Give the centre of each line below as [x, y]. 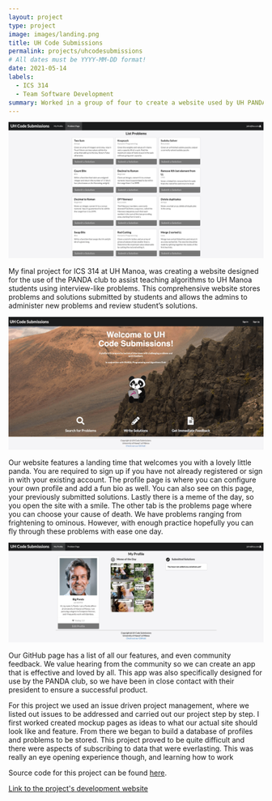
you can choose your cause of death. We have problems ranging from [125, 513]
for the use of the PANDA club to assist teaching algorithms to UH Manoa [130, 279]
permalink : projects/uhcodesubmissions [76, 51]
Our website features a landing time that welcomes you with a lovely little [130, 462]
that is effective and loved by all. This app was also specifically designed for [136, 673]
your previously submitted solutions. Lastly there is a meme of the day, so [131, 496]
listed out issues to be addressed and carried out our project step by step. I [134, 714]
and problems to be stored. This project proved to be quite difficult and [127, 740]
